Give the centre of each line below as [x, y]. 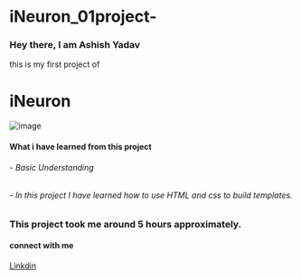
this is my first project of [55, 64]
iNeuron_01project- [83, 17]
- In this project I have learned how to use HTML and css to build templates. [151, 195]
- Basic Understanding [52, 167]
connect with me [42, 246]
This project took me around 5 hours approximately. [126, 224]
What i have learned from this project [80, 147]
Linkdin [23, 266]
